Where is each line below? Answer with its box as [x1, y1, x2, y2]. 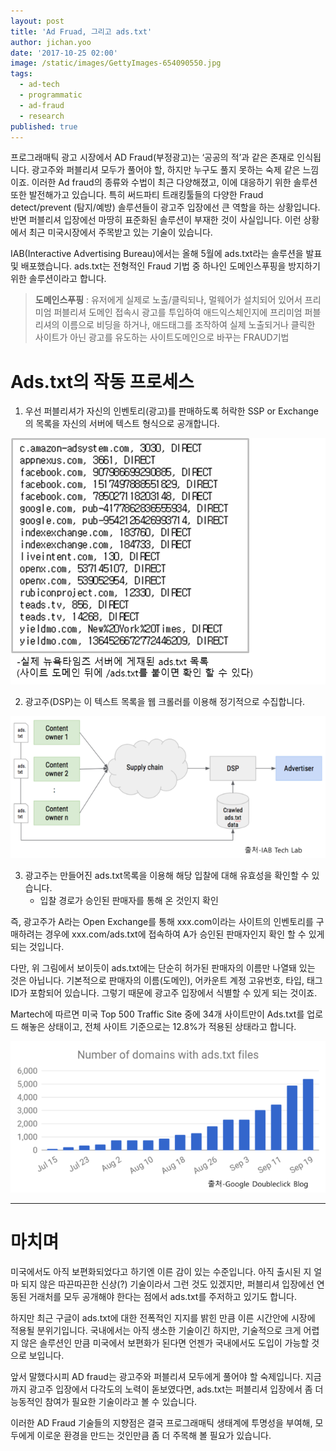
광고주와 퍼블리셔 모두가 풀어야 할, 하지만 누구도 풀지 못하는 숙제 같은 [31, 164, 301, 176]
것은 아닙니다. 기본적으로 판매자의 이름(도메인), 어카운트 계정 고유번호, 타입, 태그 [10, 975, 323, 987]
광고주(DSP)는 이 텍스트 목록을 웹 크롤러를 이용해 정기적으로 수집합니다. [24, 695, 306, 707]
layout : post [10, 16, 65, 26]
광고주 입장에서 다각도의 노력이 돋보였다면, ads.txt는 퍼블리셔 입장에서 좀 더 [28, 1383, 324, 1395]
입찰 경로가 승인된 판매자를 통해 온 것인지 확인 [39, 895, 219, 907]
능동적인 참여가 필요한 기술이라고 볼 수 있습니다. [10, 1395, 198, 1407]
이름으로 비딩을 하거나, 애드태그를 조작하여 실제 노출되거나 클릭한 [61, 319, 316, 331]
